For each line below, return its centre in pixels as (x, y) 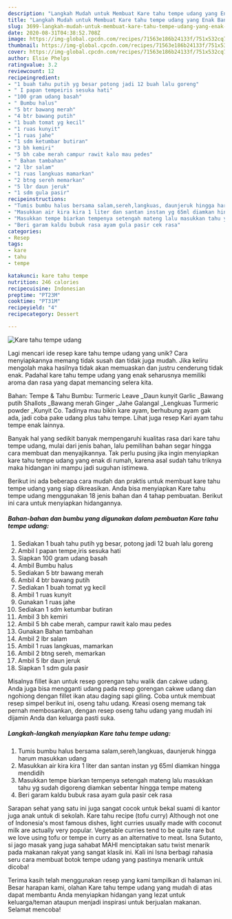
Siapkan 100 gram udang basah (63, 558)
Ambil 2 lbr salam (42, 639)
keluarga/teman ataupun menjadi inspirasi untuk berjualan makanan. (105, 902)
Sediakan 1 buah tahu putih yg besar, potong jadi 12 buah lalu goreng (115, 543)
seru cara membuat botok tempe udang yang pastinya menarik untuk (106, 859)
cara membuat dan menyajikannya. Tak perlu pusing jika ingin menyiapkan (113, 453)
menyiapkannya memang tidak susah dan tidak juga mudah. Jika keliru (108, 360)
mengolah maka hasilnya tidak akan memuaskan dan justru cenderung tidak (115, 368)
